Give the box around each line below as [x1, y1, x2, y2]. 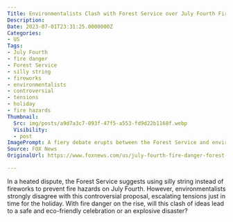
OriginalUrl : [7, 152, 45, 160]
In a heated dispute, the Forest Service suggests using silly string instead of [7, 177, 224, 185]
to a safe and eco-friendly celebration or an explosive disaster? [7, 206, 189, 215]
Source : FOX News [7, 146, 58, 153]
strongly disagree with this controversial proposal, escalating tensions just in [7, 191, 226, 200]
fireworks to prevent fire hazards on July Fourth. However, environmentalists [7, 185, 226, 193]
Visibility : [13, 126, 49, 133]
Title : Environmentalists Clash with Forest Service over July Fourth [7, 10, 216, 17]
